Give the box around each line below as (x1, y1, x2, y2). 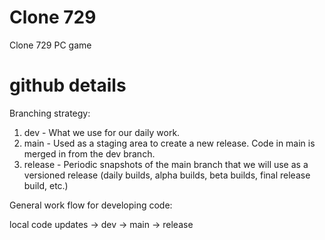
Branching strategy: (9, 107, 91, 119)
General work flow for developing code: (9, 199, 173, 211)
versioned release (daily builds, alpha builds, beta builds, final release (23, 169, 311, 181)
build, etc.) (23, 179, 69, 191)
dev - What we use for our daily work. (23, 126, 181, 138)
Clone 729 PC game (9, 39, 92, 51)
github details (9, 74, 127, 97)
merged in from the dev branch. (23, 147, 156, 160)
